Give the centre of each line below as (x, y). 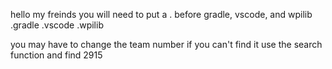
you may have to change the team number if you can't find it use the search (166, 44)
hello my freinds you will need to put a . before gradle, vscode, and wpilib (161, 14)
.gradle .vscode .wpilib (57, 25)
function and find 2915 (56, 55)
